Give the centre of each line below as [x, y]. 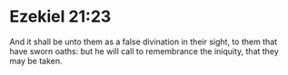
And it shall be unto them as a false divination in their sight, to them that [144, 42]
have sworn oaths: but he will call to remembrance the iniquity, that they [144, 51]
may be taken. [36, 61]
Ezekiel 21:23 [60, 17]
